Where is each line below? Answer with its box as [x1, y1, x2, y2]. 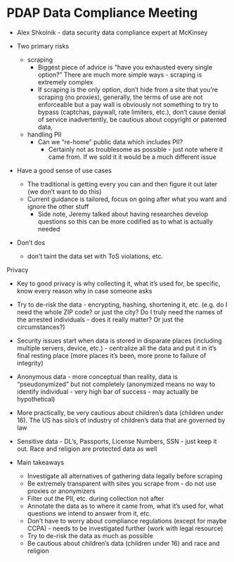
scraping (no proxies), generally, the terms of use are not [37, 93, 203, 101]
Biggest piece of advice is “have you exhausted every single [37, 63, 213, 71]
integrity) [16, 359, 44, 367]
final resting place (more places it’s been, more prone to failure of [16, 351, 207, 359]
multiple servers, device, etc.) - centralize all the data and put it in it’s [16, 343, 217, 352]
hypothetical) [16, 395, 56, 403]
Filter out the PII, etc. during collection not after [27, 494, 164, 502]
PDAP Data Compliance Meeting [6, 5, 198, 21]
